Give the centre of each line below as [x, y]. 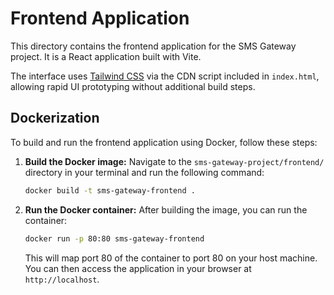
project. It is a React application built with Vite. [106, 56]
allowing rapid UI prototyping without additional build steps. [133, 86]
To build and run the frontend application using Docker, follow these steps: [164, 142]
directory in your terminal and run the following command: [144, 172]
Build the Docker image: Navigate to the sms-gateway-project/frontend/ [174, 161]
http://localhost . [62, 279]
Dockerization [55, 118]
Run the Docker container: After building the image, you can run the [166, 209]
